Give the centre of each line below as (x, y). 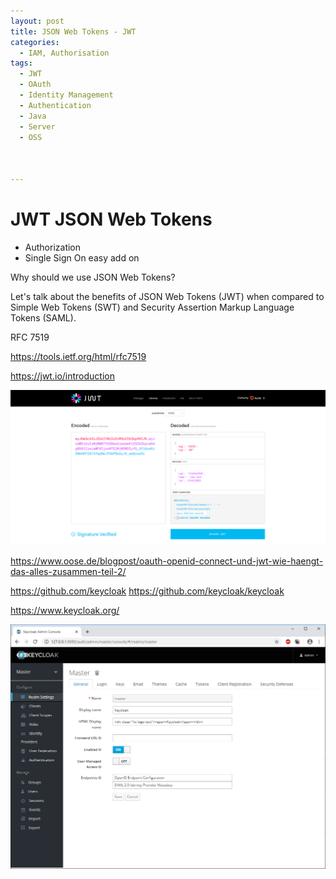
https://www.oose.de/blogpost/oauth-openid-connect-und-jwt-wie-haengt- (167, 561)
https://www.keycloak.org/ (65, 610)
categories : (35, 42)
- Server (37, 126)
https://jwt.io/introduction (62, 376)
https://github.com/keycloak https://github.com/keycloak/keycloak (147, 591)
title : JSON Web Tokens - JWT (73, 31)
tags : (21, 63)
